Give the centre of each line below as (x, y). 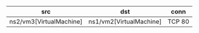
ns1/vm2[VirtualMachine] (125, 22)
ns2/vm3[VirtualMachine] (46, 22)
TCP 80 (178, 22)
